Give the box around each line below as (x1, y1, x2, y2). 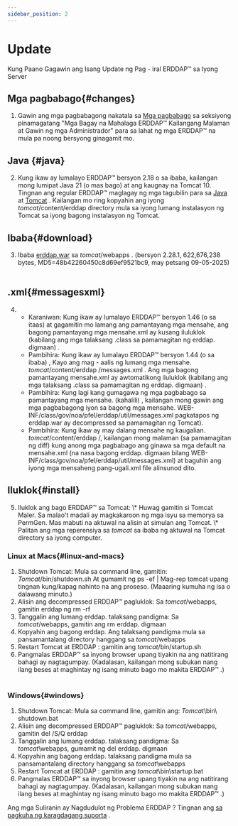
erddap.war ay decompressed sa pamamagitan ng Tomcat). (28, 418, 204, 427)
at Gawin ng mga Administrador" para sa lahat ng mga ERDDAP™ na (17, 126, 216, 135)
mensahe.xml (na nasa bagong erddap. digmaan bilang (28, 448, 190, 457)
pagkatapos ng (175, 411, 220, 419)
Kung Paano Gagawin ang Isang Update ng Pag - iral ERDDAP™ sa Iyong (7, 65, 218, 73)
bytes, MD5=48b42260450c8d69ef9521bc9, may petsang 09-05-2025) (17, 259, 229, 266)
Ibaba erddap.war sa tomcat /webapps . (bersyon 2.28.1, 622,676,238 (17, 251, 221, 259)
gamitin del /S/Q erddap (17, 729, 88, 738)
